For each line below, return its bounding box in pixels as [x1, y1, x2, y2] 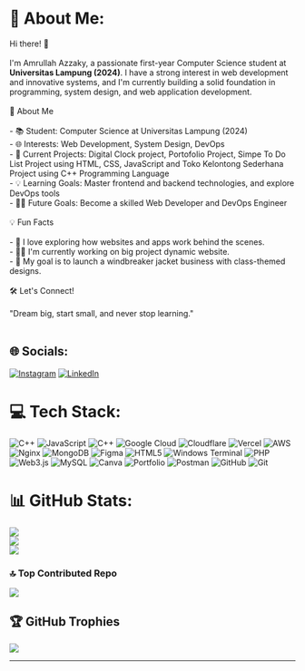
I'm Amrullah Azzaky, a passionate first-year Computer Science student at [9, 57, 287, 68]
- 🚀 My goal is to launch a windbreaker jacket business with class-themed [9, 256, 286, 267]
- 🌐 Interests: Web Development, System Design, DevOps [9, 138, 225, 149]
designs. [9, 265, 42, 276]
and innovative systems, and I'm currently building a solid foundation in [9, 76, 276, 87]
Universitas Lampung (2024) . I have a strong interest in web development [9, 67, 289, 78]
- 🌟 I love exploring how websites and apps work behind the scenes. [9, 236, 265, 248]
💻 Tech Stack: [9, 401, 122, 422]
